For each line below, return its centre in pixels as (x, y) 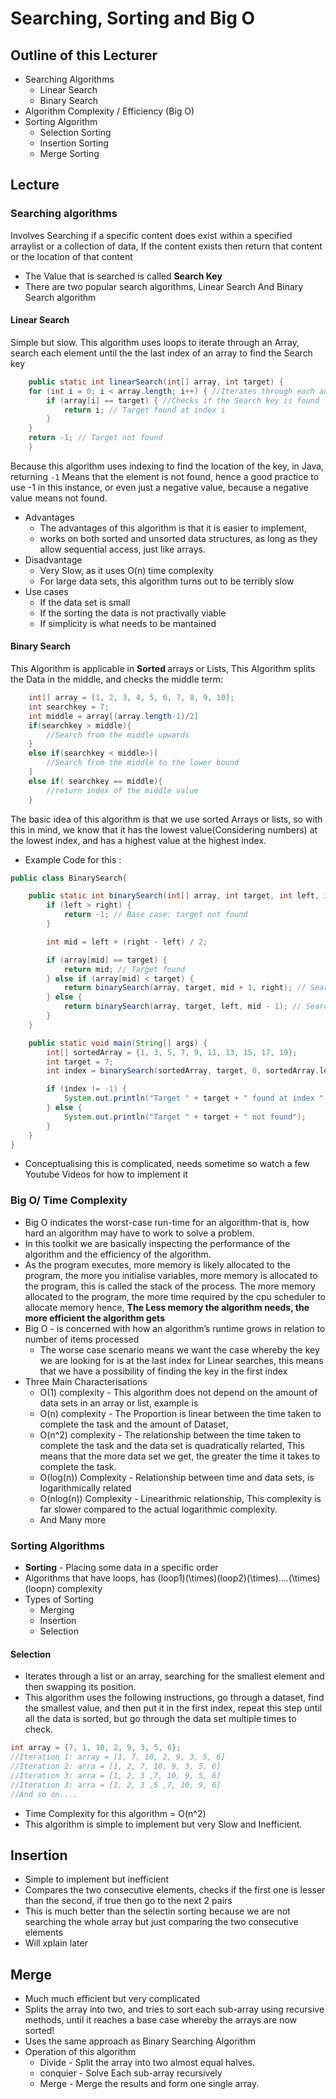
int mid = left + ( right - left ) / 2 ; (127, 942)
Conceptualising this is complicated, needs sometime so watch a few (167, 1164)
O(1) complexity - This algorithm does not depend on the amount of (178, 1392)
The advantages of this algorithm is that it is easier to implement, (173, 528)
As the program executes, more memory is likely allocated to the (157, 1264)
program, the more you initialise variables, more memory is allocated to (171, 1275)
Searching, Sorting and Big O (133, 18)
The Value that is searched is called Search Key (123, 276)
